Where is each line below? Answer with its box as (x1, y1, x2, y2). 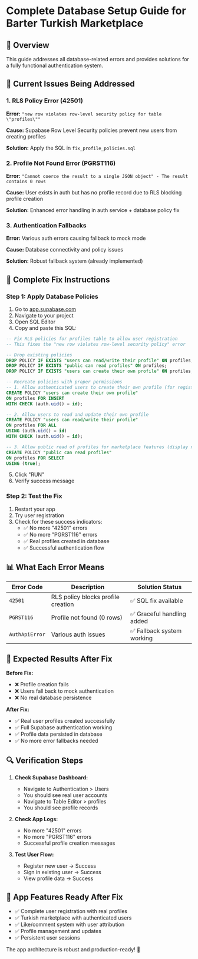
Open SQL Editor (14, 318, 56, 325)
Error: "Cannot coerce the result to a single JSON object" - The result (6, 172, 189, 179)
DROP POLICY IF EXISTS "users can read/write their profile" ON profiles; (6, 358, 194, 363)
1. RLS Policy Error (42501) (6, 97, 84, 105)
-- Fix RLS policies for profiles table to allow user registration (6, 336, 178, 342)
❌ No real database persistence (14, 694, 93, 702)
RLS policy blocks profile (51, 593, 120, 601)
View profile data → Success (23, 875, 94, 882)
